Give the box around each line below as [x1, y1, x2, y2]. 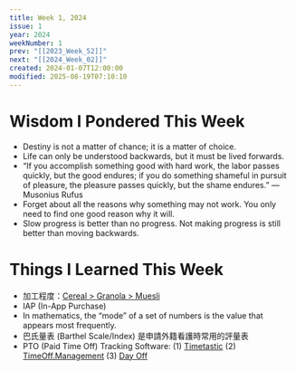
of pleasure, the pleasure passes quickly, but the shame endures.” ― [22, 179, 281, 190]
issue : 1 [9, 22, 43, 31]
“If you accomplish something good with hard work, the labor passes [22, 160, 281, 171]
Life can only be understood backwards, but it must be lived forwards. [22, 150, 285, 161]
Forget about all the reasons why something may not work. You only [22, 198, 277, 209]
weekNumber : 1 [9, 38, 63, 48]
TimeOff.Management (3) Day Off [22, 350, 148, 361]
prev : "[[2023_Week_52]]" [9, 47, 107, 56]
